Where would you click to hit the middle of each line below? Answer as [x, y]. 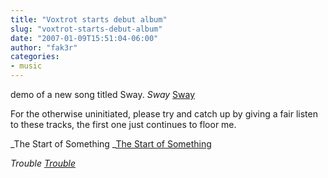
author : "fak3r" [44, 47]
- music [26, 66]
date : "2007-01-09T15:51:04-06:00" [84, 38]
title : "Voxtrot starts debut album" [89, 19]
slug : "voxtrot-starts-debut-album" [86, 29]
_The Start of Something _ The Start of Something [111, 144]
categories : [35, 57]
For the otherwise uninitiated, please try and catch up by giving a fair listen [164, 114]
